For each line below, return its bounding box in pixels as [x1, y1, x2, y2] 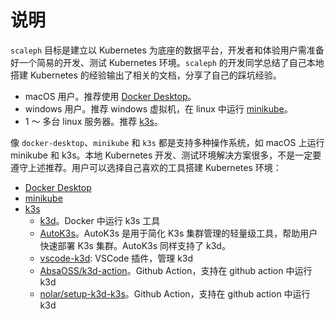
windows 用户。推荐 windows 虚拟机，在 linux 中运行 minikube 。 [24, 102, 293, 115]
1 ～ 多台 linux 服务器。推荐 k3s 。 [24, 115, 163, 127]
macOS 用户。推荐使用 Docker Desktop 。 [24, 90, 197, 102]
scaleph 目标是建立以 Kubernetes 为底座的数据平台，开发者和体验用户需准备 [10, 44, 325, 56]
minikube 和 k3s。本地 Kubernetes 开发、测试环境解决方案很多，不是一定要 [10, 149, 322, 161]
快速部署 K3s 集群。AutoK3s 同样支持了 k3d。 [39, 239, 231, 251]
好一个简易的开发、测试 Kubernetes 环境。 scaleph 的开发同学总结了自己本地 [10, 56, 325, 68]
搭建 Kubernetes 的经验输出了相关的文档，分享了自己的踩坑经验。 [10, 69, 282, 81]
